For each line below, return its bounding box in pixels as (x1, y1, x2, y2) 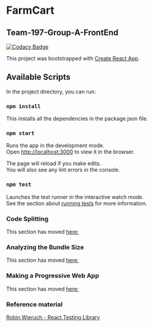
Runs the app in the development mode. (6, 142, 104, 149)
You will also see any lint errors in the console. (6, 166, 121, 173)
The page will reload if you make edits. (6, 160, 101, 167)
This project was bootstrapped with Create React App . (6, 55, 140, 62)
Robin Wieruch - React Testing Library (6, 313, 100, 320)
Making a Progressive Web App (6, 271, 100, 280)
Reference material (6, 300, 63, 308)
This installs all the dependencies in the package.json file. (6, 115, 148, 123)
